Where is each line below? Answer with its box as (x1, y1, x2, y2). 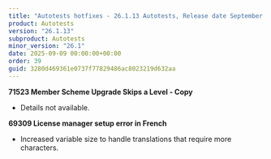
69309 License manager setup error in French (8, 118, 167, 128)
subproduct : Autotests (8, 34, 85, 43)
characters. (19, 143, 59, 153)
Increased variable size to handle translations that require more (19, 134, 232, 144)
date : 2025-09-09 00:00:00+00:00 (8, 49, 122, 58)
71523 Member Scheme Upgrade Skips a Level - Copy (8, 87, 193, 97)
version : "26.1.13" (8, 27, 75, 35)
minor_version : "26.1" (8, 42, 85, 50)
